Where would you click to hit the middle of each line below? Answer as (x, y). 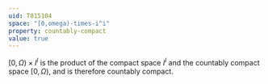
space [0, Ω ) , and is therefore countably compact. (91, 71)
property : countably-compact (57, 31)
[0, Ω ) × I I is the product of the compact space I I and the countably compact (134, 62)
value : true (28, 38)
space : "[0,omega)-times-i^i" (59, 23)
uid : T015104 (30, 16)
